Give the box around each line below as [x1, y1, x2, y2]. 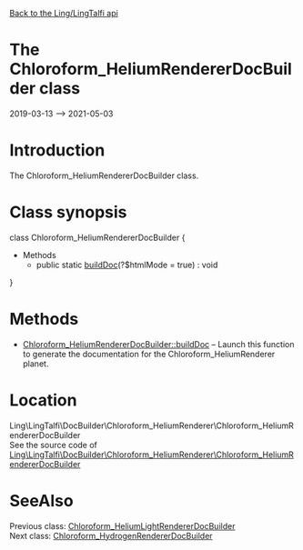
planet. [22, 358, 49, 369]
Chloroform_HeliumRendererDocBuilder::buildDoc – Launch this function [22, 338, 295, 349]
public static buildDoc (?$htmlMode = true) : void [35, 259, 218, 270]
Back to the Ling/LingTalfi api [9, 8, 118, 18]
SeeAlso [9, 490, 75, 511]
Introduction [9, 140, 106, 161]
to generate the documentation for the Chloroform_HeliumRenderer [22, 348, 276, 359]
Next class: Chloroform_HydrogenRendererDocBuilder [9, 530, 213, 541]
